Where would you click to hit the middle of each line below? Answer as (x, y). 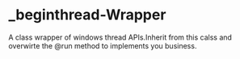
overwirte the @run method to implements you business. (103, 45)
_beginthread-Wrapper (87, 15)
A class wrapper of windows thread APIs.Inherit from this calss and (120, 37)
